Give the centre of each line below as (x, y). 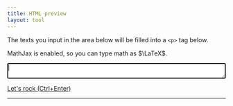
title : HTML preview (37, 14)
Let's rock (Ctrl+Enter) (39, 88)
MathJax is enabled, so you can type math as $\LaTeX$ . (87, 53)
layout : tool (26, 20)
